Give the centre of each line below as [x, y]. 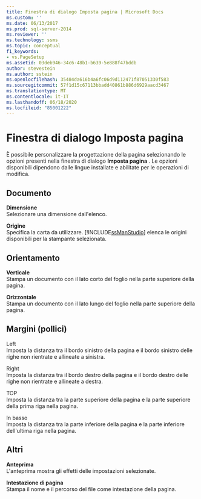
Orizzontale [21, 297]
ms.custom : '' [24, 18]
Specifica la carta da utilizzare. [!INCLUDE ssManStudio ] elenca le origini [97, 233]
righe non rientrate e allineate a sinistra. [56, 356]
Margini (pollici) [37, 329]
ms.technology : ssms [32, 40]
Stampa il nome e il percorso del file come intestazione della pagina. [91, 489]
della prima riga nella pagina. [42, 406]
